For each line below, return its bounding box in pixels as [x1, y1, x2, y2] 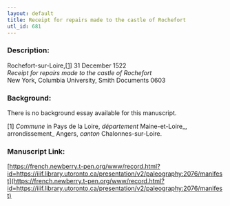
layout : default [7, 10, 54, 17]
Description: [7, 45, 50, 55]
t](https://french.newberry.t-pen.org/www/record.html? [7, 177, 165, 185]
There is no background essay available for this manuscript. [7, 108, 177, 117]
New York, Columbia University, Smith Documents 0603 [7, 76, 166, 84]
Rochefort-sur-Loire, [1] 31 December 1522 [7, 61, 127, 70]
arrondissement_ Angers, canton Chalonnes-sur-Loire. [7, 129, 163, 138]
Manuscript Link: [7, 146, 65, 156]
